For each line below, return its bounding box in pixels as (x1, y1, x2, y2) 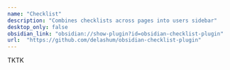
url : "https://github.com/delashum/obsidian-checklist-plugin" (7, 37, 202, 44)
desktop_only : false (7, 23, 69, 30)
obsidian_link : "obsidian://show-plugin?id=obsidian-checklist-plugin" (7, 30, 224, 37)
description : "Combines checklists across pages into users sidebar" (7, 17, 218, 24)
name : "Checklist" (7, 10, 62, 18)
